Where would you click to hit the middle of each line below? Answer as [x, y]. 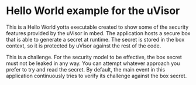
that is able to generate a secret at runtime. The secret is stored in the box [95, 39]
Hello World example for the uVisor [93, 11]
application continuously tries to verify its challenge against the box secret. [97, 76]
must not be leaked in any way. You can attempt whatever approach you [93, 63]
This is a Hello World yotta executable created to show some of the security [97, 27]
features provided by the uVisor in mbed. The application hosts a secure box [98, 33]
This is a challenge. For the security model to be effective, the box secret [94, 57]
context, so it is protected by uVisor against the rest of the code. [84, 46]
